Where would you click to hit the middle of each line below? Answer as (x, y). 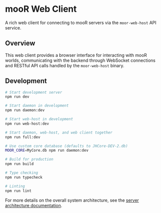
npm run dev (17, 97)
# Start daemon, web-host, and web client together (59, 133)
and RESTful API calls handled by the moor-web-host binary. (65, 65)
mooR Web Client (41, 9)
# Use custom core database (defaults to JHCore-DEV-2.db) (67, 146)
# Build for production (29, 160)
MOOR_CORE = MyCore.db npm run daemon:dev (47, 151)
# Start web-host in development (39, 119)
